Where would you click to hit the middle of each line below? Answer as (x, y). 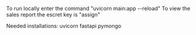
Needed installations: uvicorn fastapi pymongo (64, 26)
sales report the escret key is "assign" (53, 15)
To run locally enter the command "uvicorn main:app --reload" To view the (98, 8)
